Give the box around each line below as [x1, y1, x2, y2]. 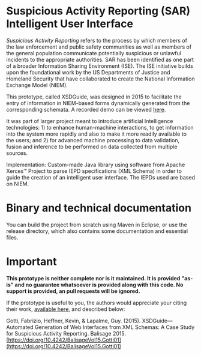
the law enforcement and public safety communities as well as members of [6, 43, 192, 50]
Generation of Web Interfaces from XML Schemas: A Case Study [35, 323, 195, 331]
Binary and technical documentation [6, 201, 192, 215]
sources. [6, 149, 28, 157]
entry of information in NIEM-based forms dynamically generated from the [6, 99, 190, 106]
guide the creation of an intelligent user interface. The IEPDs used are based [6, 173, 195, 181]
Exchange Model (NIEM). [6, 81, 68, 88]
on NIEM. [6, 180, 29, 187]
